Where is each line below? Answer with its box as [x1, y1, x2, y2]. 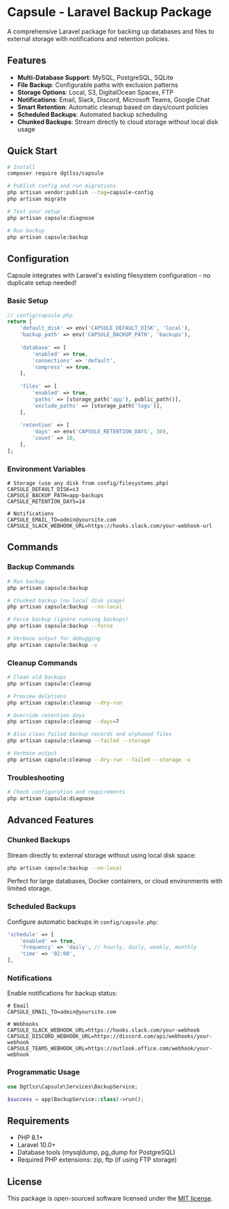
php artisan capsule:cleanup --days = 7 [7, 718, 119, 726]
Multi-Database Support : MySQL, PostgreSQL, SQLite [17, 73, 173, 81]
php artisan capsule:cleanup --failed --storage [7, 737, 151, 744]
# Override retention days [7, 712, 85, 719]
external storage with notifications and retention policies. [7, 34, 170, 42]
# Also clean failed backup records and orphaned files [7, 731, 172, 738]
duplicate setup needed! [7, 279, 77, 287]
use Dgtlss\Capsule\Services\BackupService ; [7, 1083, 138, 1090]
